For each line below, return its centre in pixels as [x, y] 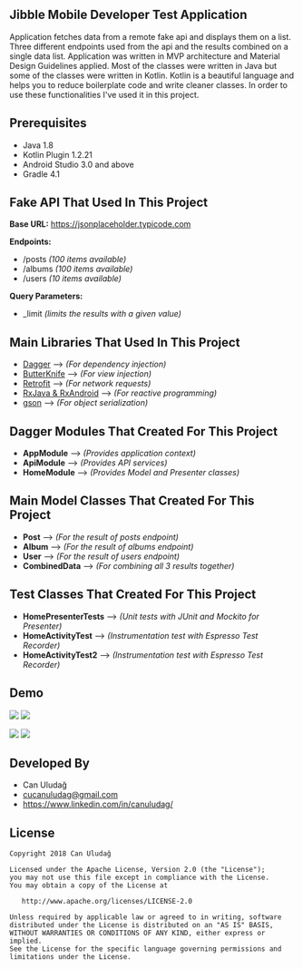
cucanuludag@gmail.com [70, 795]
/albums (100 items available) [78, 269]
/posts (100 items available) [74, 259]
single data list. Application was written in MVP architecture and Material [145, 56]
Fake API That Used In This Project [109, 203]
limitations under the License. [70, 957]
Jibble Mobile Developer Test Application [128, 15]
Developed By [50, 763]
